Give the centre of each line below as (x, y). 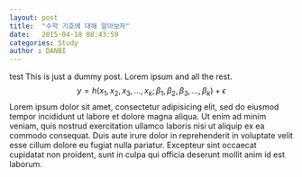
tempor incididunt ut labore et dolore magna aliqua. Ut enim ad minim (138, 116)
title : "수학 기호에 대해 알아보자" (70, 26)
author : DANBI (38, 51)
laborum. (26, 164)
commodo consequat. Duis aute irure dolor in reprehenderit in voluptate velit (151, 135)
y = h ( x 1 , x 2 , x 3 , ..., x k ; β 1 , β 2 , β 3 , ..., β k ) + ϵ (151, 92)
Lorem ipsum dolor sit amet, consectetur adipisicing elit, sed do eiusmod (144, 106)
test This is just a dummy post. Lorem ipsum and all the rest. (121, 76)
